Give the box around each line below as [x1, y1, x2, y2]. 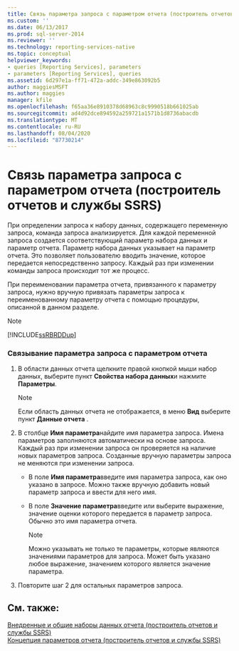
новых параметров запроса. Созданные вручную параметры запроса [17, 451, 232, 460]
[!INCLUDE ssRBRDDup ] [7, 331, 77, 339]
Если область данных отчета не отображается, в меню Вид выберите [17, 407, 231, 416]
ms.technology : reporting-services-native [7, 43, 135, 51]
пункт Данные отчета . [17, 415, 89, 424]
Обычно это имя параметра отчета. [28, 517, 137, 526]
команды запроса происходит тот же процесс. [7, 267, 150, 275]
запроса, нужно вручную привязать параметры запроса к [7, 288, 185, 297]
